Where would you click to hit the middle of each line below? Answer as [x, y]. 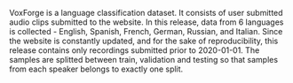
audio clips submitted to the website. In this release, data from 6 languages [146, 22]
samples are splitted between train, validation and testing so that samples [143, 60]
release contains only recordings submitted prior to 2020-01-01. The [135, 50]
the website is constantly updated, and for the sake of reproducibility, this [144, 41]
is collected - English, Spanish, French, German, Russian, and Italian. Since [146, 31]
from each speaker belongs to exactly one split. [96, 69]
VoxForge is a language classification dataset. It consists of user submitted [146, 13]
